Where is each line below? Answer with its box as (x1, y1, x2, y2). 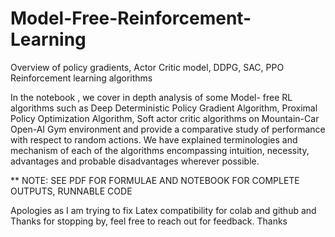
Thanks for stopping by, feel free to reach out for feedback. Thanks (10, 215, 288, 227)
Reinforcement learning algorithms (10, 72, 153, 84)
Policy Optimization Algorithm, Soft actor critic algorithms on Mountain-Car (10, 112, 320, 124)
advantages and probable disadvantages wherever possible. (10, 155, 260, 167)
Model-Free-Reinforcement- (10, 7, 252, 30)
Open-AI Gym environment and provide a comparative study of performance (10, 123, 326, 135)
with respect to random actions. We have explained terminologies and (10, 133, 298, 146)
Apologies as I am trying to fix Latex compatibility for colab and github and (10, 204, 317, 216)
